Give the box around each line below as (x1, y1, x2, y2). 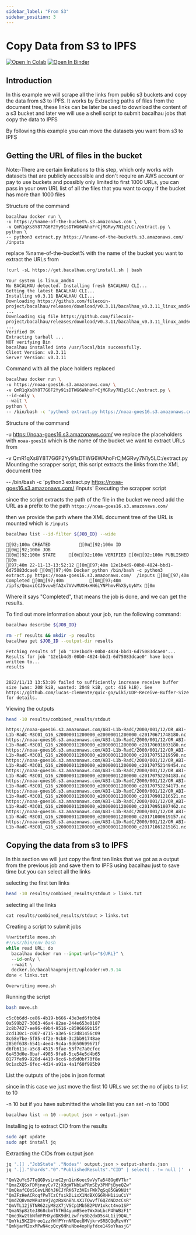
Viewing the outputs (6, 705, 54, 712)
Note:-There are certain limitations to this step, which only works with (6, 166, 173, 173)
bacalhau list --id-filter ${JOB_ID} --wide (6, 531, 116, 537)
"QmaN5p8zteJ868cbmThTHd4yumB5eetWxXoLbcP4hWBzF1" (6, 1208, 132, 1214)
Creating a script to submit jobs (6, 923, 82, 930)
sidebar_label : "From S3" (6, 8, 69, 15)
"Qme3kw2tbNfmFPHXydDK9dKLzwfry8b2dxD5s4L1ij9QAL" (6, 1213, 132, 1219)
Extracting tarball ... (6, 334, 64, 340)
